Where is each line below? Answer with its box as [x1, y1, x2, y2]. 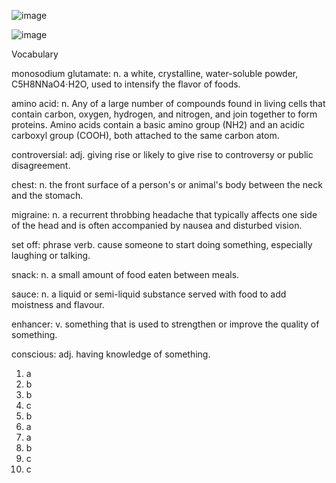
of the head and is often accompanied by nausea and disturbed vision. [11, 220, 303, 231]
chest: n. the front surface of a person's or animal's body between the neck [11, 179, 323, 190]
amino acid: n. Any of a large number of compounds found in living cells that [11, 98, 326, 109]
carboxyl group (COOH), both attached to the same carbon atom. [11, 130, 280, 141]
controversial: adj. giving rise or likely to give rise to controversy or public [11, 149, 314, 160]
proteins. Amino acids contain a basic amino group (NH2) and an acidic [11, 119, 306, 130]
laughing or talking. [11, 250, 91, 261]
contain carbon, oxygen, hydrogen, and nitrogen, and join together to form [11, 108, 318, 120]
